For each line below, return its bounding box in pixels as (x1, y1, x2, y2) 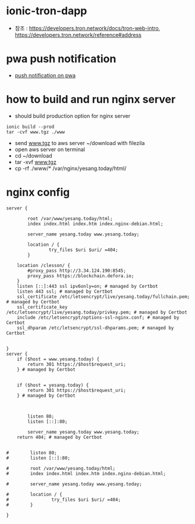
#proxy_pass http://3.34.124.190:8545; (27, 268, 127, 274)
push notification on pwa (14, 71, 76, 79)
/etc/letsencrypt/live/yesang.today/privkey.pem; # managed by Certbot (6, 309, 187, 315)
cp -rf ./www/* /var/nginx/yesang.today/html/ (14, 165, 127, 172)
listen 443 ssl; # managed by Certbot (17, 288, 113, 294)
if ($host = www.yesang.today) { (17, 356, 100, 362)
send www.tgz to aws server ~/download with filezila (14, 139, 145, 146)
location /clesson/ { (17, 262, 70, 268)
